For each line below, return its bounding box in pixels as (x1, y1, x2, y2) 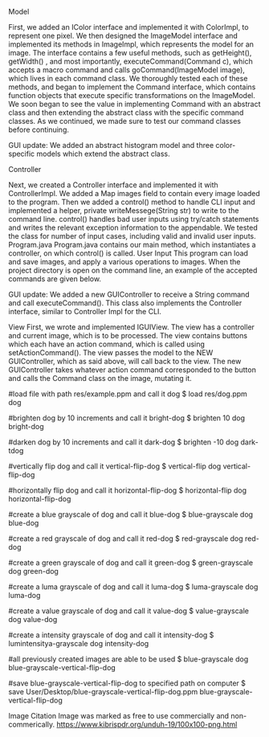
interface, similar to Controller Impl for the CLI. (8, 307, 162, 316)
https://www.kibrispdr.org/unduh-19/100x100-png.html (55, 719, 238, 729)
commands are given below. (8, 274, 102, 284)
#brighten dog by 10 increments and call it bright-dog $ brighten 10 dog (8, 413, 246, 423)
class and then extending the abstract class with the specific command (8, 108, 244, 117)
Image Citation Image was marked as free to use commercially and (8, 711, 230, 720)
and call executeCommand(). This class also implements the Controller (8, 298, 243, 308)
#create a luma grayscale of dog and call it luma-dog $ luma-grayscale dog (8, 582, 259, 592)
